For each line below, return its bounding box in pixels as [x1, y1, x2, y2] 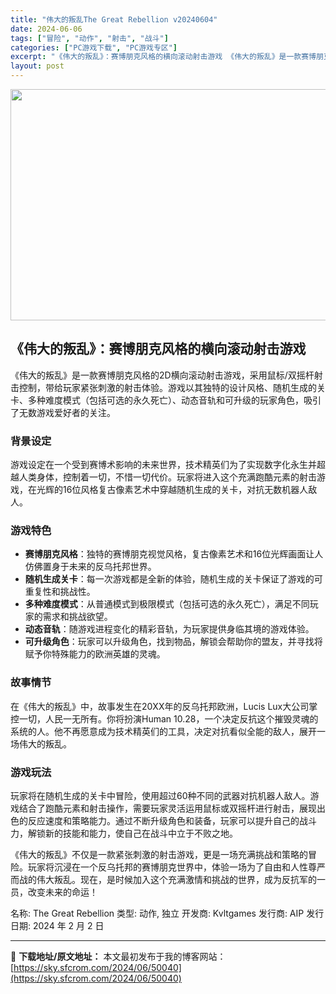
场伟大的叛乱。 [10, 737, 72, 750]
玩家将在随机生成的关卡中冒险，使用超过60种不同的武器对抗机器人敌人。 [10, 790, 311, 801]
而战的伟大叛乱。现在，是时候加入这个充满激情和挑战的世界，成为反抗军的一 [10, 874, 326, 885]
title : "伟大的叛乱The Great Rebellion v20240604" [10, 14, 218, 25]
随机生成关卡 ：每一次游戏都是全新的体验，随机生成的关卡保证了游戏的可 [24, 573, 323, 585]
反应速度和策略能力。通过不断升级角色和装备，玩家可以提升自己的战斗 [27, 815, 317, 826]
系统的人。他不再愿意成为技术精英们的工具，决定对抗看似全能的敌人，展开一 [10, 725, 326, 737]
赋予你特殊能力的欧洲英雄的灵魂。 [24, 648, 166, 660]
